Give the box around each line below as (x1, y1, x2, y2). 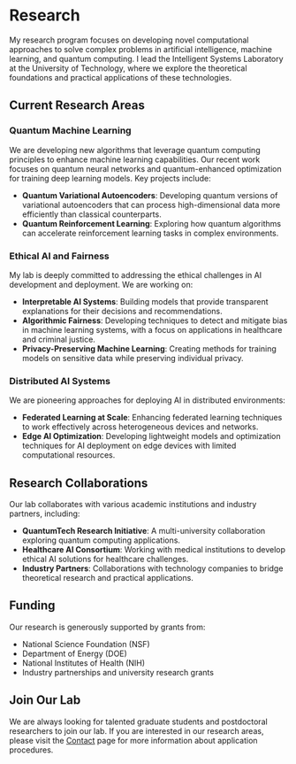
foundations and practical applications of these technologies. (9, 72, 232, 82)
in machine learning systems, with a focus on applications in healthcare (21, 324, 283, 335)
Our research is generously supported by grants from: (9, 621, 206, 632)
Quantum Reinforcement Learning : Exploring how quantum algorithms (21, 218, 281, 228)
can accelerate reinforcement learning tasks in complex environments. (21, 228, 279, 238)
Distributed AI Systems (9, 374, 110, 387)
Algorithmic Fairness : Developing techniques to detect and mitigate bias (21, 315, 288, 326)
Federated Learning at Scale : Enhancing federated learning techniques (21, 413, 283, 423)
